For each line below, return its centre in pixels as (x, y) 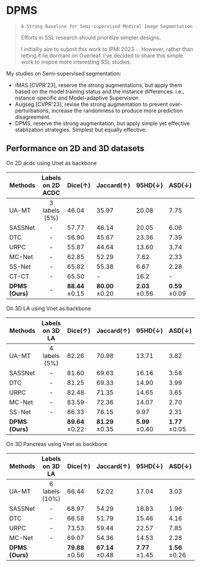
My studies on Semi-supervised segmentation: (64, 73)
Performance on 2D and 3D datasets (75, 148)
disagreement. (33, 117)
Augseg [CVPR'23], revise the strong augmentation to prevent (92, 104)
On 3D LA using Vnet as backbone (49, 308)
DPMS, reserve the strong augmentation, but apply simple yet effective (102, 123)
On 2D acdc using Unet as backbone (51, 163)
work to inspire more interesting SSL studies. (76, 62)
